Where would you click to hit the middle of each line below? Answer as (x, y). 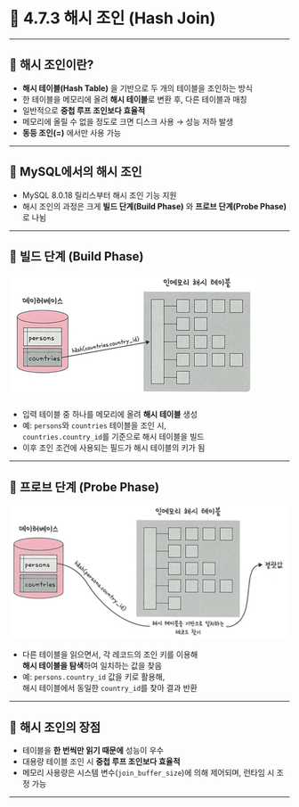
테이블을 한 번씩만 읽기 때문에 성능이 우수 (93, 751)
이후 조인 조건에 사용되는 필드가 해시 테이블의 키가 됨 (113, 448)
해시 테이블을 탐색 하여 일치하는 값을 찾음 (92, 666)
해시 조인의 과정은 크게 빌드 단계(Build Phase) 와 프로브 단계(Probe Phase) (154, 206)
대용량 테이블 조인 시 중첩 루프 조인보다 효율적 (101, 762)
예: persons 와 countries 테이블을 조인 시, (94, 425)
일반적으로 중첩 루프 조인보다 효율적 (83, 110)
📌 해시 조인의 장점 (55, 727)
